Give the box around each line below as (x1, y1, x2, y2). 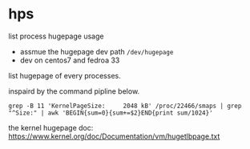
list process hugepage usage (8, 31, 104, 41)
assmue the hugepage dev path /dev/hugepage (19, 46, 174, 56)
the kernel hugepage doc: (8, 123, 94, 132)
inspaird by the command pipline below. (8, 86, 140, 96)
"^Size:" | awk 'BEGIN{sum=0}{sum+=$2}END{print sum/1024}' (8, 109, 214, 117)
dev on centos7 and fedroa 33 (19, 55, 120, 65)
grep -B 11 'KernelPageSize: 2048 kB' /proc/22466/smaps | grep (8, 102, 242, 110)
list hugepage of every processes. (8, 70, 122, 80)
